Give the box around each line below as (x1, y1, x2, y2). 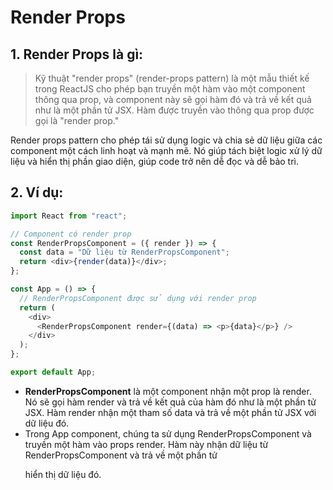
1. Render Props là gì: (10, 46, 144, 63)
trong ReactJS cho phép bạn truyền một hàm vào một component (34, 83, 306, 95)
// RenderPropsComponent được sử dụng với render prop (19, 293, 257, 303)
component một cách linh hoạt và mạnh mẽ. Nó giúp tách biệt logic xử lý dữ (10, 145, 323, 156)
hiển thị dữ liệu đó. (24, 468, 102, 480)
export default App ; (10, 367, 97, 378)
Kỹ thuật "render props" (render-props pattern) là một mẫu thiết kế (34, 72, 310, 84)
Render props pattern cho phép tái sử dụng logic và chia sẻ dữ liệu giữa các (10, 134, 323, 146)
